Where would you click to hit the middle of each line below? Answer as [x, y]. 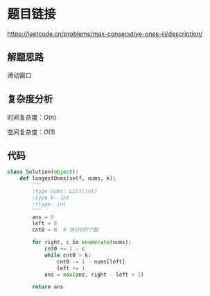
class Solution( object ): [43, 172]
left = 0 [45, 223]
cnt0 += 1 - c [64, 249]
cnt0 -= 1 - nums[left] [91, 261]
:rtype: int [50, 204]
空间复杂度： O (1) [31, 131]
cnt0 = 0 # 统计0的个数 [65, 230]
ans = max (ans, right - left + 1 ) [94, 275]
